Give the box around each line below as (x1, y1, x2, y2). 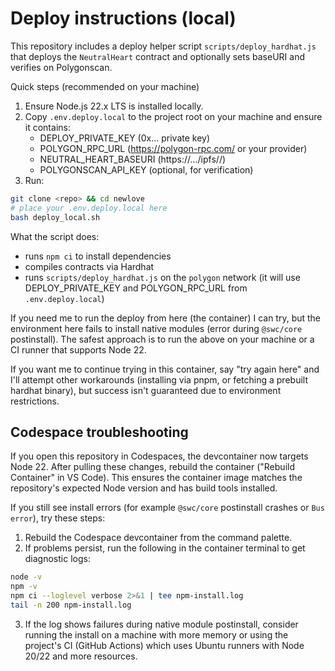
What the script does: (10, 230, 100, 242)
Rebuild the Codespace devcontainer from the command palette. (24, 532, 293, 544)
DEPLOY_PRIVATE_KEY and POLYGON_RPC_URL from (24, 282, 248, 294)
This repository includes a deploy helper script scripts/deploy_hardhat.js (10, 40, 317, 52)
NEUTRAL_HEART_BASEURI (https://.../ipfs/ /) (39, 153, 227, 165)
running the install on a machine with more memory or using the (24, 628, 289, 641)
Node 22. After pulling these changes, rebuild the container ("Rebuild (10, 461, 295, 473)
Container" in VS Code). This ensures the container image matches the (10, 472, 303, 484)
